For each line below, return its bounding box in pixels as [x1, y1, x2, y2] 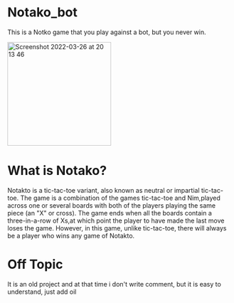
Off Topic [7, 257, 63, 272]
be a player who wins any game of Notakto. [7, 231, 135, 240]
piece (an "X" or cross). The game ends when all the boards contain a [7, 208, 212, 217]
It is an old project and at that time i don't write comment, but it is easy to [7, 280, 222, 288]
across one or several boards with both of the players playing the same [7, 201, 216, 210]
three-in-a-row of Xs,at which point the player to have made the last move [7, 216, 225, 225]
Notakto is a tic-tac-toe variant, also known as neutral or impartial [7, 186, 201, 194]
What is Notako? [7, 163, 107, 179]
